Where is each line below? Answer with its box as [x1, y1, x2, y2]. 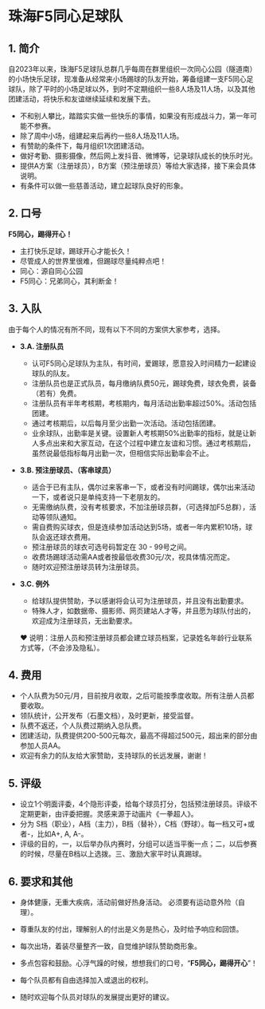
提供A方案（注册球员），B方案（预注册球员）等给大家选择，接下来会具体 [19, 161, 256, 170]
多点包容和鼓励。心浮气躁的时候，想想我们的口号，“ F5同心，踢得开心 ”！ [19, 959, 259, 968]
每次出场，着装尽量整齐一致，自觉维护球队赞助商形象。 [19, 941, 201, 951]
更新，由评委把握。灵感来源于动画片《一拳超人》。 [33, 809, 198, 819]
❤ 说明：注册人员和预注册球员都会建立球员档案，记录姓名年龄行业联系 [19, 632, 253, 643]
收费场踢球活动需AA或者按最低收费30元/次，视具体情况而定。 [31, 552, 235, 561]
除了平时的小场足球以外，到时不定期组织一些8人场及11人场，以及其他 [29, 85, 256, 93]
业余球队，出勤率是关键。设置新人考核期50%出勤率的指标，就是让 [31, 428, 250, 437]
